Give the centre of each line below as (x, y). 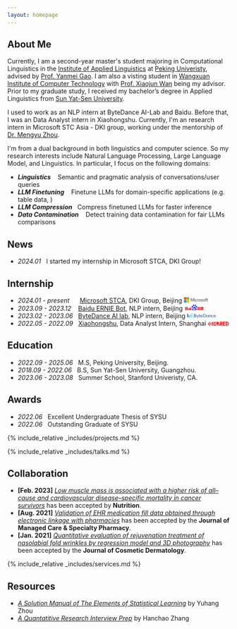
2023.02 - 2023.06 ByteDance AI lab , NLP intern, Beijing (101, 316)
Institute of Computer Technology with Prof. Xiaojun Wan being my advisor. (116, 84)
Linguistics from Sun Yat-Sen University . (66, 99)
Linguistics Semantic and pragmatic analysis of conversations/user (119, 177)
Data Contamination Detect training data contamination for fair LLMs (121, 214)
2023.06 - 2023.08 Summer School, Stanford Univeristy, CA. (108, 377)
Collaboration (38, 474)
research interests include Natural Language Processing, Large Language (114, 156)
